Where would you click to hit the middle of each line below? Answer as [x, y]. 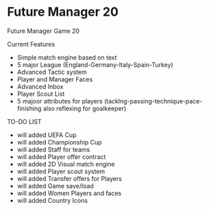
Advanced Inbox [40, 86]
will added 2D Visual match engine [66, 164]
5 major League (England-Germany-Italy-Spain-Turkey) [95, 64]
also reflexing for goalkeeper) [85, 108]
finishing [29, 108]
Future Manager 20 [63, 12]
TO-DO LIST [25, 121]
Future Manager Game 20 [44, 31]
